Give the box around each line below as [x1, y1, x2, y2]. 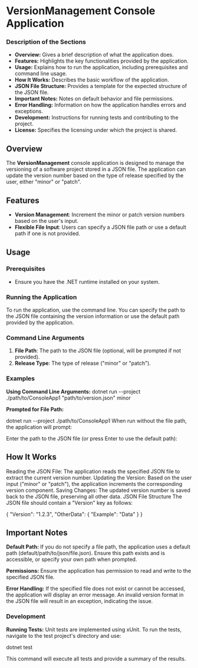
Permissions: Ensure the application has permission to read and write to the [6, 568, 192, 575]
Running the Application [6, 293, 77, 301]
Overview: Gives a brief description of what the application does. [14, 51, 174, 59]
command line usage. [14, 70, 67, 77]
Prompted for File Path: [6, 406, 64, 413]
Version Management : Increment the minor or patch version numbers [14, 211, 185, 218]
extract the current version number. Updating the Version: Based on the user [6, 474, 192, 481]
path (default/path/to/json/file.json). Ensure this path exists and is [6, 550, 165, 557]
